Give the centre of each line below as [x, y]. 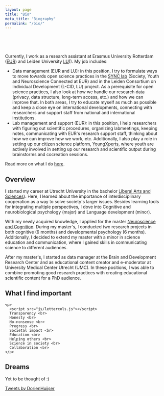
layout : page [18, 10]
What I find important [38, 293]
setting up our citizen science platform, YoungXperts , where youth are [83, 144]
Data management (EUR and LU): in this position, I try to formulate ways [85, 71]
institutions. [24, 118]
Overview [20, 179]
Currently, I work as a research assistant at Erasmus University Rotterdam [79, 56]
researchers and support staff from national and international [74, 113]
